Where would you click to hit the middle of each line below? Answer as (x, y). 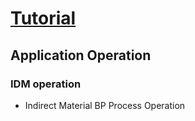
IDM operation (46, 84)
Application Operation (81, 55)
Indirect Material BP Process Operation (105, 105)
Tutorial (43, 18)
